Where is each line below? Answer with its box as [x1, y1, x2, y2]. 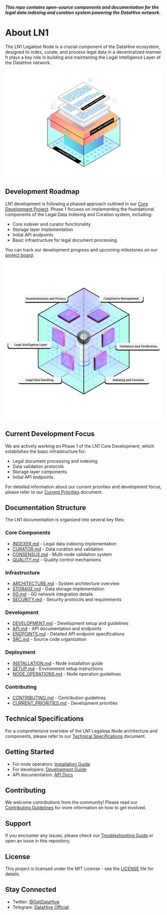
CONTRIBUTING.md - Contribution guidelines [12, 695, 106, 701]
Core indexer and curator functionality [12, 221, 91, 227]
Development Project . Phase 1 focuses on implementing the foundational [5, 206, 155, 212]
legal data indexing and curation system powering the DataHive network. [5, 10, 161, 16]
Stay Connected [5, 885, 56, 894]
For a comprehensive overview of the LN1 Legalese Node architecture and [5, 728, 158, 734]
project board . [5, 252, 34, 258]
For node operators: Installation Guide [12, 761, 91, 767]
